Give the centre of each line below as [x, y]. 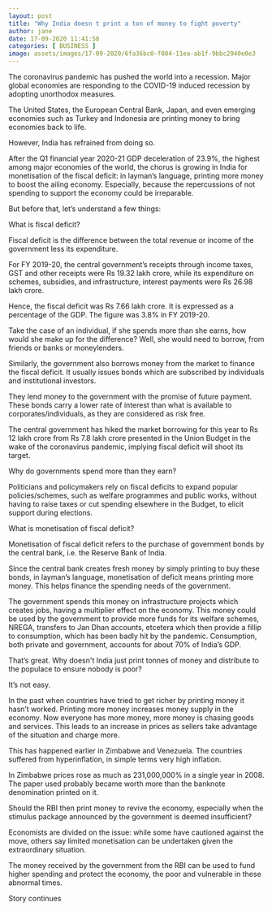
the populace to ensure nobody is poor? [75, 669]
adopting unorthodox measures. [62, 94]
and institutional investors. [52, 381]
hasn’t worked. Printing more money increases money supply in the [121, 709]
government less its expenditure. [63, 249]
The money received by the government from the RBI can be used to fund [132, 865]
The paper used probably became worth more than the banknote [117, 784]
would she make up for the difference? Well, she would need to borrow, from [136, 339]
